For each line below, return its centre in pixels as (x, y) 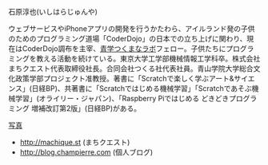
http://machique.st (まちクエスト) (75, 142)
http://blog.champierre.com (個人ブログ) (86, 152)
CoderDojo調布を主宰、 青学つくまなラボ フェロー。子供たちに (124, 49)
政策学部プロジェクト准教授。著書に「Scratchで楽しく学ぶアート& (124, 79)
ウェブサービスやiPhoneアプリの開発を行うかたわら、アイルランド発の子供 (132, 29)
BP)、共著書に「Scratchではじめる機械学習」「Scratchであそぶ (148, 88)
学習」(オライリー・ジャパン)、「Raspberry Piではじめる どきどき (122, 98)
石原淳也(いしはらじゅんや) (53, 12)
